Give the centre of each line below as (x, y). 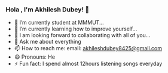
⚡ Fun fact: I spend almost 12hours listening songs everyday (88, 64)
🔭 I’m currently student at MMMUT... (59, 23)
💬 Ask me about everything (48, 42)
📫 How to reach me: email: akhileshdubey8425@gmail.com (88, 48)
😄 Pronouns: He (34, 57)
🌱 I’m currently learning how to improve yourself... (76, 29)
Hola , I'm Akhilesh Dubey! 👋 (48, 10)
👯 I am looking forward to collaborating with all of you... (82, 35)
